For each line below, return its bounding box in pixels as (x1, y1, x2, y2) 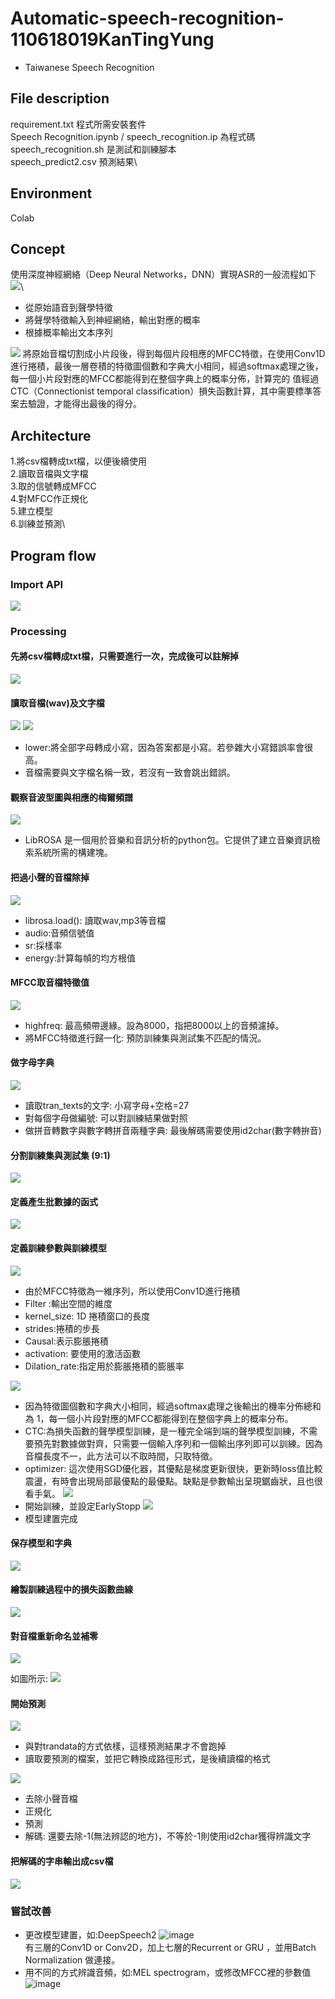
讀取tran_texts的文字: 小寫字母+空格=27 (24, 1100, 190, 1112)
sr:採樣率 (24, 939, 63, 951)
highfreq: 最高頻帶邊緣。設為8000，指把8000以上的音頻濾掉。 (24, 1019, 285, 1031)
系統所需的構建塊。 (33, 847, 113, 859)
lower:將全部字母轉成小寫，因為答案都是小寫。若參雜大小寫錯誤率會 (24, 742, 305, 754)
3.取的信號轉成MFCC (10, 480, 97, 492)
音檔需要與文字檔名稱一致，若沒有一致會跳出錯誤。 (24, 767, 236, 779)
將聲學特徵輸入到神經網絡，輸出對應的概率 (24, 314, 201, 326)
